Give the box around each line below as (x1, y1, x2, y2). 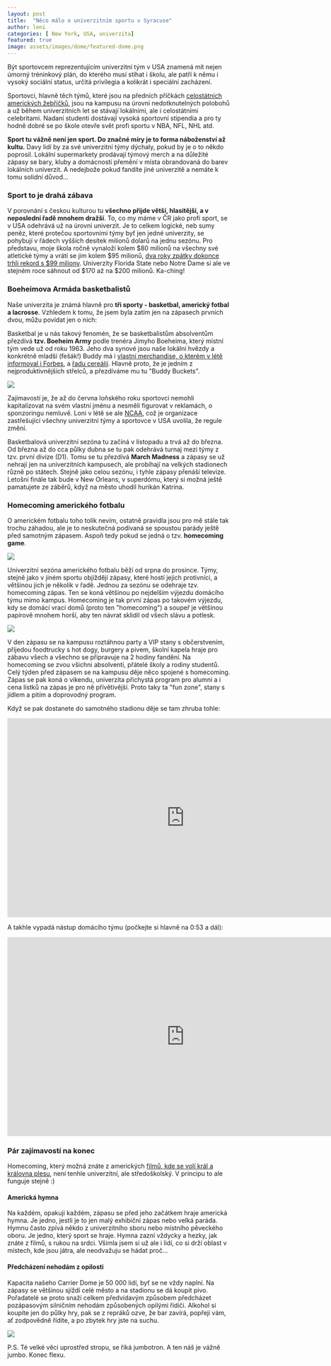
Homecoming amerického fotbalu (7, 500, 125, 510)
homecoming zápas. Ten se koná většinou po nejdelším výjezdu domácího (7, 588, 224, 596)
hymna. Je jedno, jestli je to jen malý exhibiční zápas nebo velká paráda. (7, 1216, 218, 1225)
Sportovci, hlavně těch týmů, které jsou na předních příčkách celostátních (7, 91, 223, 100)
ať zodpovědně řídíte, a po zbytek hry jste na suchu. (7, 1316, 159, 1324)
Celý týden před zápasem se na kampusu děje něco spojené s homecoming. (7, 668, 231, 676)
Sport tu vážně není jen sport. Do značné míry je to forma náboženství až (7, 135, 226, 144)
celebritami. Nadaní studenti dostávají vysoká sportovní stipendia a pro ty (7, 114, 221, 122)
